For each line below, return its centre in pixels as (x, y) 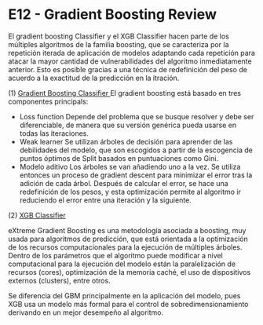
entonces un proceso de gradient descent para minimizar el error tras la (136, 175)
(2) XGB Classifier (37, 215)
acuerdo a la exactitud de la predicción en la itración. (94, 78)
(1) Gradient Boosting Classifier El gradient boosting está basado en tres (125, 93)
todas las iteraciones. (54, 133)
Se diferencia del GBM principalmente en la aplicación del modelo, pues (124, 295)
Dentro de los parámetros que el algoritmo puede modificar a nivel (116, 255)
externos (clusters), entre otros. (60, 280)
